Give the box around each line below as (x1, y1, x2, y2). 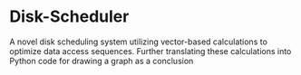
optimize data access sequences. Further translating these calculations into (9, 45, 292, 56)
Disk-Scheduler (9, 6, 130, 27)
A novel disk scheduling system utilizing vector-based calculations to (9, 36, 267, 47)
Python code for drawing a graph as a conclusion (9, 55, 194, 66)
